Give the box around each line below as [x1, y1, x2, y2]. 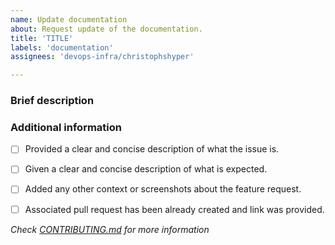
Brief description [10, 94, 95, 108]
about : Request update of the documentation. [10, 24, 203, 34]
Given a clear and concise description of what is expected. [24, 163, 268, 175]
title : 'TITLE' [10, 33, 74, 43]
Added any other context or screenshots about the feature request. [24, 183, 302, 195]
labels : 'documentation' [10, 42, 114, 53]
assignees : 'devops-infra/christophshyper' [10, 52, 195, 62]
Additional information [10, 120, 123, 134]
